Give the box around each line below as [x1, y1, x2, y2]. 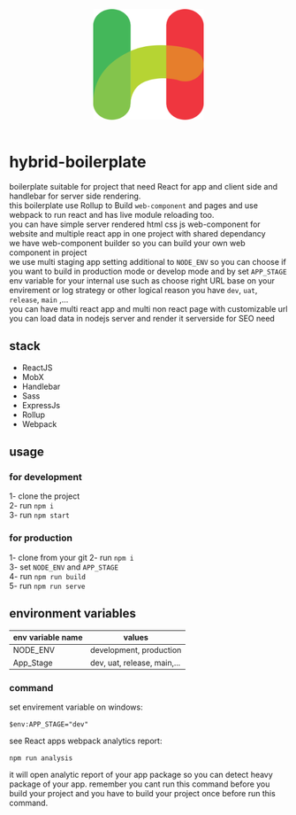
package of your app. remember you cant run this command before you [9, 779, 270, 789]
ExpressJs [21, 400, 60, 410]
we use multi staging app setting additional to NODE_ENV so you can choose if [9, 256, 287, 267]
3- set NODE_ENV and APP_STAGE [9, 562, 119, 572]
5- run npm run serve [9, 580, 86, 591]
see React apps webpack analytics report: [9, 735, 163, 747]
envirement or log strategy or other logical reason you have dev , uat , [9, 284, 258, 295]
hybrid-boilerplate [9, 152, 147, 172]
